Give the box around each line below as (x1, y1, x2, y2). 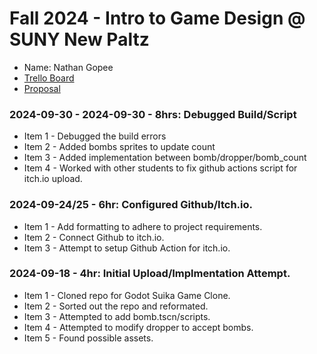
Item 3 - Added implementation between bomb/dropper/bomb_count (23, 152, 307, 164)
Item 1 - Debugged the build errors (23, 130, 167, 142)
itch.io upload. (23, 173, 83, 185)
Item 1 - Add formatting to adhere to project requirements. (23, 220, 263, 232)
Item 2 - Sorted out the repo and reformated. (23, 300, 209, 312)
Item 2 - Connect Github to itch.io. (23, 231, 165, 243)
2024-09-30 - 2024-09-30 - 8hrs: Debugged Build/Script (9, 107, 297, 121)
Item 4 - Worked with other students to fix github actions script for (23, 162, 298, 174)
